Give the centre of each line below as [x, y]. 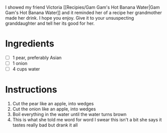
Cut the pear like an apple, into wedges [53, 104]
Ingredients [30, 44]
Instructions [31, 90]
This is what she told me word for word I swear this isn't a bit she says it [87, 120]
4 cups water [26, 69]
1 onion [20, 63]
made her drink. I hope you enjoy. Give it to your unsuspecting [70, 18]
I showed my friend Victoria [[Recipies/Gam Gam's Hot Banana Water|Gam [82, 7]
